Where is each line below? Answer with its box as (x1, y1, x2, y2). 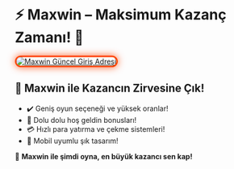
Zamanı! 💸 (15, 28, 85, 47)
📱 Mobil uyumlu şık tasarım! (26, 136, 119, 146)
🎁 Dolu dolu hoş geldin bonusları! (26, 115, 137, 125)
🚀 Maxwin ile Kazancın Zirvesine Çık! (15, 82, 205, 95)
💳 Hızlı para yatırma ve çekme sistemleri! (26, 124, 165, 133)
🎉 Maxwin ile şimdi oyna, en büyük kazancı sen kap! (15, 151, 193, 161)
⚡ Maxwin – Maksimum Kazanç (15, 6, 227, 24)
